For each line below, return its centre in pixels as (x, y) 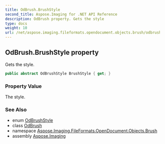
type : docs (16, 23)
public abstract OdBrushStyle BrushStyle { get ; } (58, 73)
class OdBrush (27, 126)
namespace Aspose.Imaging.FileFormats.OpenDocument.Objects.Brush (85, 131)
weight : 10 (16, 28)
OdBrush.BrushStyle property (52, 53)
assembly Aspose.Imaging (39, 136)
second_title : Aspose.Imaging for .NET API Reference (61, 14)
